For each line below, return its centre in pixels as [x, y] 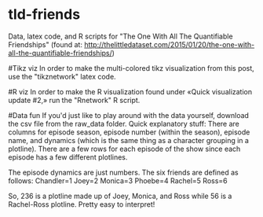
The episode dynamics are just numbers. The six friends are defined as [123, 172]
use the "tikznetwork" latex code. [62, 76]
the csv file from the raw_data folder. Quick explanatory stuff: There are [124, 123]
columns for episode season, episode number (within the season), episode [129, 132]
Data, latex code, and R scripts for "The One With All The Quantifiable [121, 36]
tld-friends [44, 15]
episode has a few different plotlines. [68, 157]
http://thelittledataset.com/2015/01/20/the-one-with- [169, 44]
